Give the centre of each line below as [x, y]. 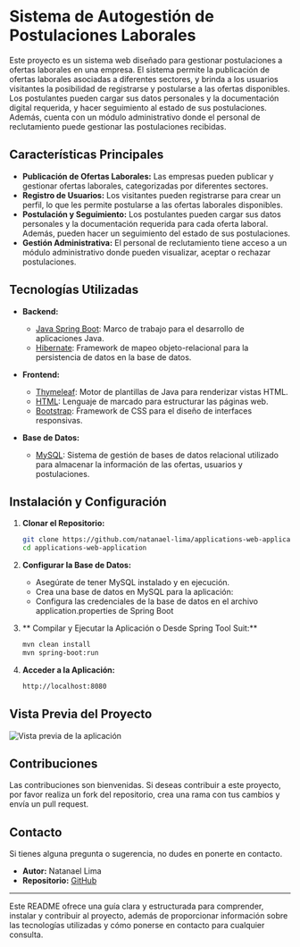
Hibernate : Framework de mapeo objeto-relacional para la [142, 348]
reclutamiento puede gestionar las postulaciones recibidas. [118, 126]
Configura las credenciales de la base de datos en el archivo [147, 601]
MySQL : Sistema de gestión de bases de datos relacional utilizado [157, 455]
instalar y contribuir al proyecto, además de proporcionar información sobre [149, 916]
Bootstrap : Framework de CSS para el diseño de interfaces [144, 411]
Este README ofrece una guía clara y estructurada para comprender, [137, 906]
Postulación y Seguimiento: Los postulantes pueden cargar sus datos [151, 214]
